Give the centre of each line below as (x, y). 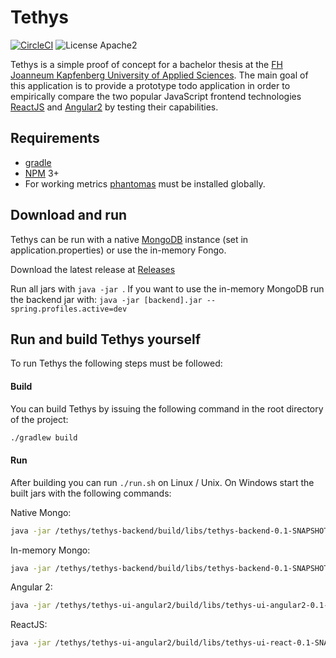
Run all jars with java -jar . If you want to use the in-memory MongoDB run (167, 288)
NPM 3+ (42, 173)
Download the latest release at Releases (93, 269)
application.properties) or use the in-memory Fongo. (118, 250)
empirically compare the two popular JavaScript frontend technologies (156, 96)
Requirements (55, 138)
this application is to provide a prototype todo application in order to (150, 85)
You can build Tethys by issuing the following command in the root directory (167, 408)
